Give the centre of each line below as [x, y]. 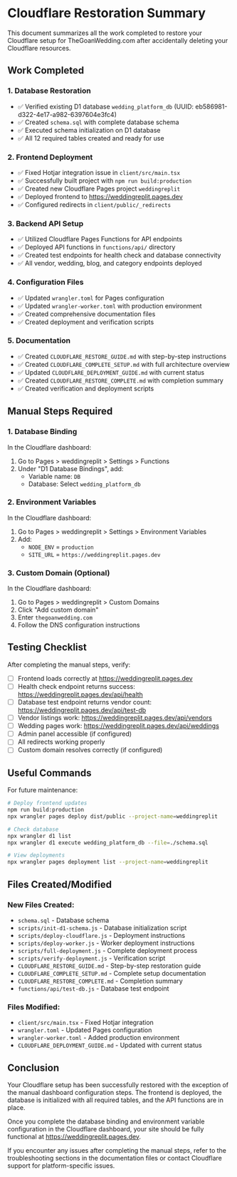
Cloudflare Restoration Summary [107, 13]
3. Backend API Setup [46, 223]
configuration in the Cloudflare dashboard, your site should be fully [106, 1129]
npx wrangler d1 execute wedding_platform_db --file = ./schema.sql [108, 843]
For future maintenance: [43, 790]
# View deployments [36, 855]
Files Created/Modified [60, 884]
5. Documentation [39, 340]
